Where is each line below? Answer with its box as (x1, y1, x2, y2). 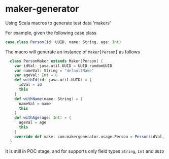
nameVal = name (18, 101, 51, 106)
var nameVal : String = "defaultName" (14, 68, 94, 73)
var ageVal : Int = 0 (14, 73, 58, 78)
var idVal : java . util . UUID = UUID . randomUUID (14, 63, 113, 69)
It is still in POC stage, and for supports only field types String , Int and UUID (5, 148, 164, 154)
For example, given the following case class (5, 29, 97, 36)
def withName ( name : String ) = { (14, 96, 83, 102)
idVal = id (18, 82, 42, 87)
